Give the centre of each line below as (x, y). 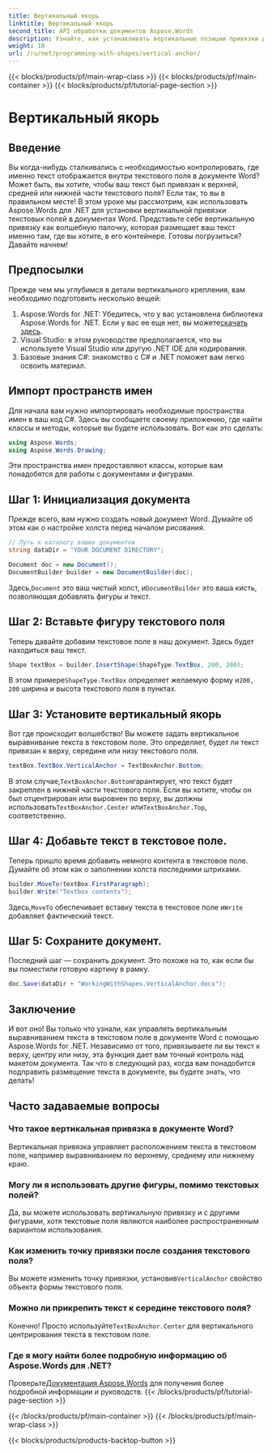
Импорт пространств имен (81, 391)
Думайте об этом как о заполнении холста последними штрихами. (125, 869)
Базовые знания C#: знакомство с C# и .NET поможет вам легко (132, 356)
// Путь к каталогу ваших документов (72, 543)
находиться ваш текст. (47, 650)
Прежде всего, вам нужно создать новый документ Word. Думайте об (131, 519)
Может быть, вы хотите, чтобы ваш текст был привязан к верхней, (123, 184)
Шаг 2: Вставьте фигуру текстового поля (117, 622)
